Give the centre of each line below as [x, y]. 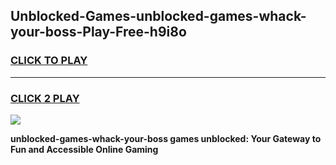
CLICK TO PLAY [49, 61]
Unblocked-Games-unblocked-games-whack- [158, 16]
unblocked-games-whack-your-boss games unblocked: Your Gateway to [166, 138]
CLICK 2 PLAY [45, 98]
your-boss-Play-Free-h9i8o [98, 32]
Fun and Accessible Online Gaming [84, 149]
